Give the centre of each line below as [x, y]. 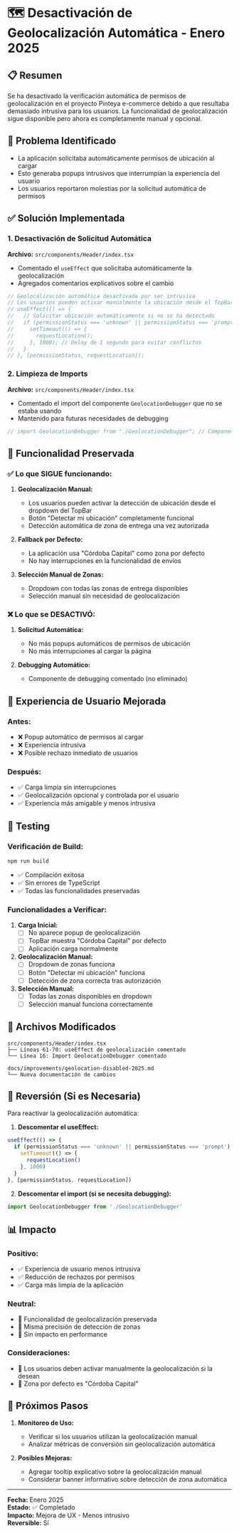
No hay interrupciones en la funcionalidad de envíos [105, 561]
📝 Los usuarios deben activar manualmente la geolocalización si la [115, 1368]
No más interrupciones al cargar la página [90, 651]
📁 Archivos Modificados [62, 1027]
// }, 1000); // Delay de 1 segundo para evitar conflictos [105, 342]
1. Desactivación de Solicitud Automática [79, 238]
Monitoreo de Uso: [46, 1423]
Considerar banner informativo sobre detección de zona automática [128, 1480]
